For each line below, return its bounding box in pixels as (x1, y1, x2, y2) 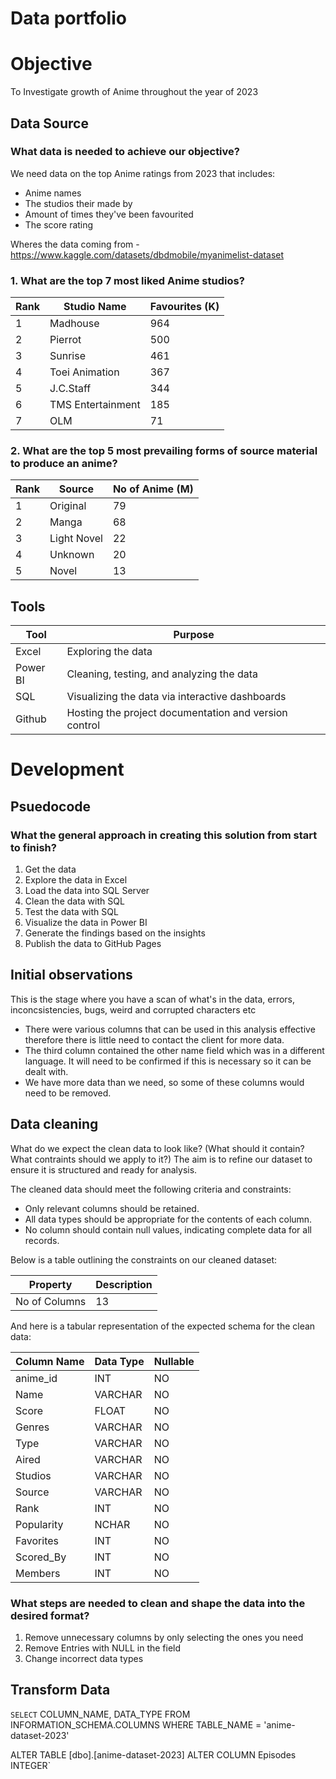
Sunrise (49, 349, 86, 363)
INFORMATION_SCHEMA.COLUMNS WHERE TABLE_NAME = (10, 1718, 262, 1731)
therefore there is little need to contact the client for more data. (24, 1033, 285, 1046)
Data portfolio (10, 7, 127, 30)
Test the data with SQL (24, 906, 119, 918)
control (66, 718, 101, 732)
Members (15, 1566, 61, 1580)
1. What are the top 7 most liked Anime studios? (10, 273, 245, 287)
